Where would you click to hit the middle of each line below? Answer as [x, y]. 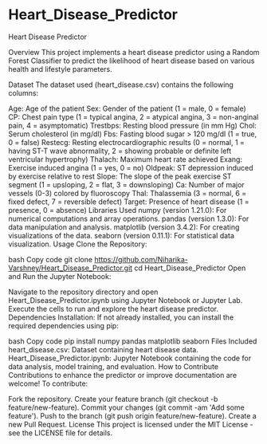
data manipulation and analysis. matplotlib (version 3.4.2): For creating [124, 227]
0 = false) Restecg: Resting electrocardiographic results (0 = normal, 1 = [127, 142]
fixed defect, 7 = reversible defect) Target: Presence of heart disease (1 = [129, 202]
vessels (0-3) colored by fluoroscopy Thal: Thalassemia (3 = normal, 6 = [128, 193]
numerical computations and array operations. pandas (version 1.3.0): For [129, 218]
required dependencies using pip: [64, 325]
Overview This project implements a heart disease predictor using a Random [134, 52]
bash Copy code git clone [51, 259]
